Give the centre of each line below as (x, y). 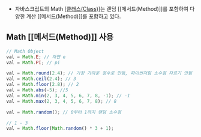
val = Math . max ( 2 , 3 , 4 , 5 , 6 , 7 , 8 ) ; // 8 (61, 101)
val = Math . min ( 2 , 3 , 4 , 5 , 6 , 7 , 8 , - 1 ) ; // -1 (68, 96)
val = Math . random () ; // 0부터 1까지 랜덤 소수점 (64, 112)
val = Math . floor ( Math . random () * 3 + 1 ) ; (60, 129)
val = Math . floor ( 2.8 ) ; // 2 (43, 85)
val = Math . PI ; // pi (33, 62)
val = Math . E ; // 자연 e (36, 57)
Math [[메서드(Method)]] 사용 (60, 37)
